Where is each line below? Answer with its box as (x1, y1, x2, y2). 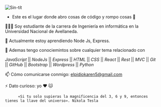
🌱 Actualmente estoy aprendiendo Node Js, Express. (5, 38, 110, 44)
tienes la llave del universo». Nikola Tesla (5, 98, 98, 103)
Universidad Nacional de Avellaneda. (5, 29, 78, 34)
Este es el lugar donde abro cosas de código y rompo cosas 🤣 (12, 14, 136, 19)
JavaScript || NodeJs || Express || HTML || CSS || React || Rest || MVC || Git (5, 57, 156, 62)
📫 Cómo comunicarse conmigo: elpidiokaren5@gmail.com (5, 72, 122, 77)
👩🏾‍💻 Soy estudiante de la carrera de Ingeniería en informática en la (5, 23, 139, 29)
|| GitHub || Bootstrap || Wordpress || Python (5, 62, 94, 67)
